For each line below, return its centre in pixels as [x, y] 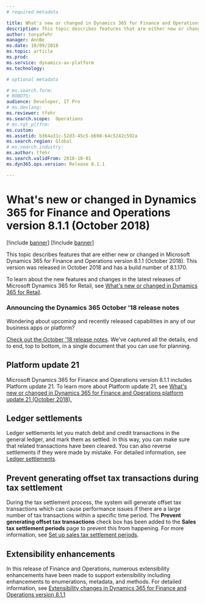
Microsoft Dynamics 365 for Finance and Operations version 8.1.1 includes [99, 379]
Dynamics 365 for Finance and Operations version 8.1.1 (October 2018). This [102, 261]
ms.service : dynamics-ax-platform [50, 63]
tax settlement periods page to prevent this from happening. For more [95, 528]
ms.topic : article [30, 52]
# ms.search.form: [30, 90]
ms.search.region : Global [39, 142]
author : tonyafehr [30, 34]
